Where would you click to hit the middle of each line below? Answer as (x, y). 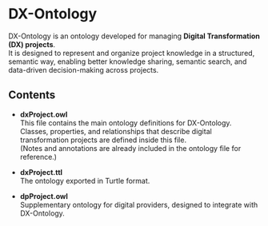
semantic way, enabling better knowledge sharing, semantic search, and (128, 61)
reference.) (38, 157)
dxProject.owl (44, 114)
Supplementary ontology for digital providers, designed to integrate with (139, 204)
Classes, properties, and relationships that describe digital (116, 131)
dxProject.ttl (41, 172)
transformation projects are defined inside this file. (103, 140)
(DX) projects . (32, 44)
